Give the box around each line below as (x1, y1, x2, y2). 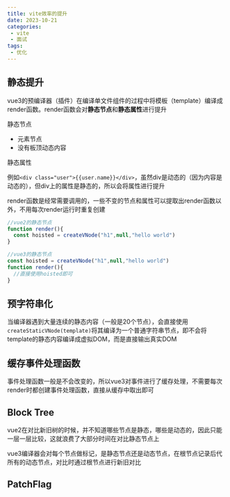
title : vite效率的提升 (7, 10, 68, 17)
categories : (7, 23, 42, 30)
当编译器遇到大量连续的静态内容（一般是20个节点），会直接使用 (7, 317, 189, 326)
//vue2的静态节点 (7, 219, 52, 226)
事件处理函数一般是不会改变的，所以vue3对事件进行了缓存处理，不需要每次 (7, 377, 222, 386)
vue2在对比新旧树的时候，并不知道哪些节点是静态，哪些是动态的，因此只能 (7, 426, 222, 434)
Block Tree (7, 407, 54, 418)
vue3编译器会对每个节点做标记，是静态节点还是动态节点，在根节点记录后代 (7, 450, 222, 457)
